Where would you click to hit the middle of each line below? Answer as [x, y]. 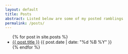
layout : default [21, 9]
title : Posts [18, 14]
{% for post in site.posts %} [40, 37]
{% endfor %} [26, 47]
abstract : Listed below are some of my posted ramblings [64, 18]
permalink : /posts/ [25, 23]
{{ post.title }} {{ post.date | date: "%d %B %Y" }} [62, 42]
